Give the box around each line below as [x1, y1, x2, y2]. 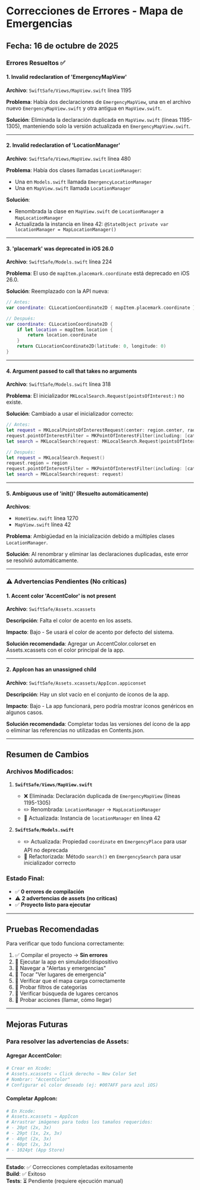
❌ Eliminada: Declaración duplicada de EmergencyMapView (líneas [23, 793, 180, 800]
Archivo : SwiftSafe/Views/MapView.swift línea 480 [6, 155, 131, 162]
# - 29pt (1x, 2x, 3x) [6, 1130, 62, 1136]
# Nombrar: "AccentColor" [6, 1076, 70, 1082]
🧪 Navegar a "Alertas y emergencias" [14, 965, 106, 972]
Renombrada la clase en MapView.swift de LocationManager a [14, 207, 164, 214]
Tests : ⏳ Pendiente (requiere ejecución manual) [6, 1177, 124, 1184]
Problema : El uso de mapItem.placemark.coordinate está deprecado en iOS [6, 270, 190, 277]
